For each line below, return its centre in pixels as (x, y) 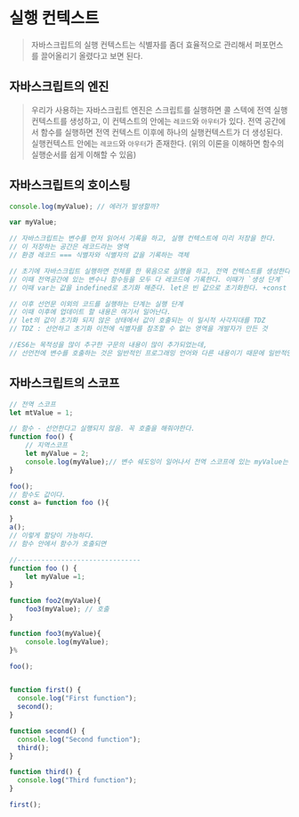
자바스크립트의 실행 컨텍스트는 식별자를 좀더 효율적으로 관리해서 (141, 45)
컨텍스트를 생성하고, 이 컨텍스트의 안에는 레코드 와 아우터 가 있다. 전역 (146, 120)
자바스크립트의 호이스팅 (70, 185)
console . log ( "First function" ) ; (77, 698)
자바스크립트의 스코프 (65, 383)
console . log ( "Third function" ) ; (77, 780)
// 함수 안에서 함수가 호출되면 (58, 544)
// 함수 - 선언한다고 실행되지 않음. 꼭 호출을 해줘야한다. (102, 429)
